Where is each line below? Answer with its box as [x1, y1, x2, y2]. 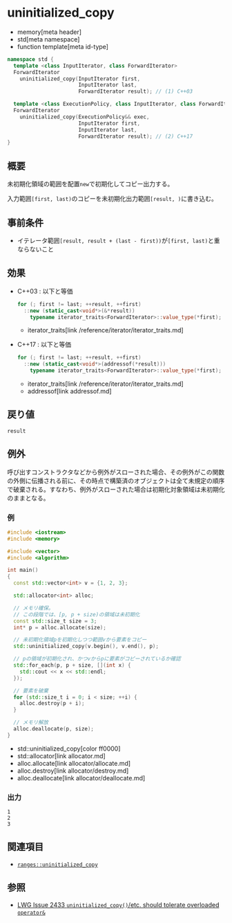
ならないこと [17, 244, 54, 253]
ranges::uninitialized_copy [17, 861, 98, 868]
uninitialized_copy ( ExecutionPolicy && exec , [19, 113, 150, 120]
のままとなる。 [7, 494, 50, 502]
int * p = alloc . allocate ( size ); [13, 624, 107, 631]
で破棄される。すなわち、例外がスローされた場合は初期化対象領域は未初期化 [7, 485, 225, 493]
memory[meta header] [17, 28, 81, 36]
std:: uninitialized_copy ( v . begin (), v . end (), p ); [13, 643, 159, 650]
